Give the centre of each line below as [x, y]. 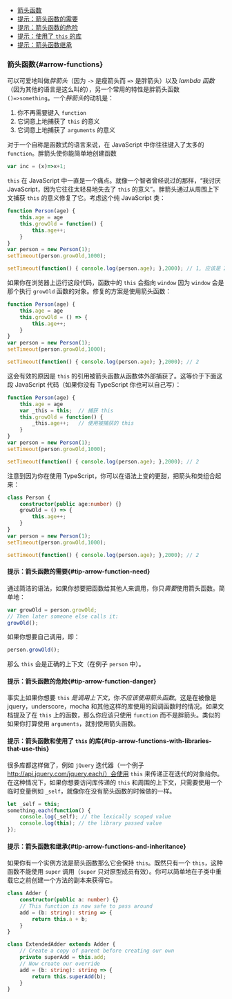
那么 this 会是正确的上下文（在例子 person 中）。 [76, 664]
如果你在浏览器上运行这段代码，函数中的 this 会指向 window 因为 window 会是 [116, 283]
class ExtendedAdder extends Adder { [61, 944]
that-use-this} [28, 749]
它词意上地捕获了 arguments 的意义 [66, 130]
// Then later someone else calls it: [63, 616]
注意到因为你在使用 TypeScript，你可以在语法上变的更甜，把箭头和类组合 [111, 475]
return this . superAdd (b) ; [69, 977]
